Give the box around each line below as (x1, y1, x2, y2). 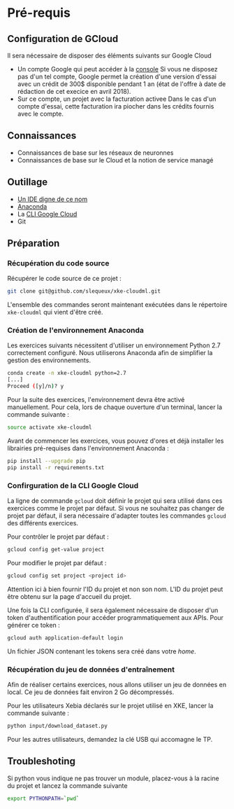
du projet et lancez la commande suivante (7, 781, 128, 789)
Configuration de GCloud (7, 33, 119, 45)
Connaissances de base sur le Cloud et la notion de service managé (17, 155, 214, 164)
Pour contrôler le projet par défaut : (7, 532, 109, 541)
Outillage (7, 177, 47, 188)
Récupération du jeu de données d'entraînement (7, 664, 175, 674)
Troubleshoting (7, 755, 75, 768)
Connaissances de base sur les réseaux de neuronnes (17, 148, 174, 157)
